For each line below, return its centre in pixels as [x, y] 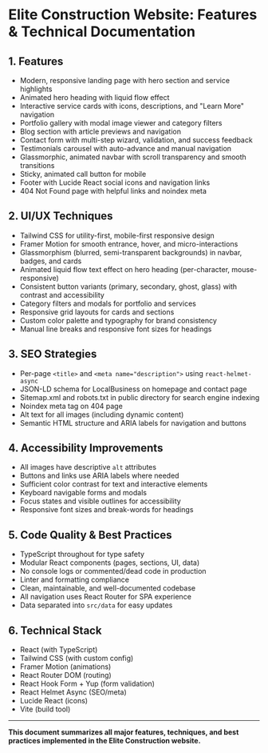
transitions [37, 165]
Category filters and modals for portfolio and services [108, 303]
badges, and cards [51, 261]
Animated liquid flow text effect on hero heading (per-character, [124, 269]
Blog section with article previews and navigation [100, 131]
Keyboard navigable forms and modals [83, 493]
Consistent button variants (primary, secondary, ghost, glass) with [128, 286]
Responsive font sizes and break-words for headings [106, 510]
